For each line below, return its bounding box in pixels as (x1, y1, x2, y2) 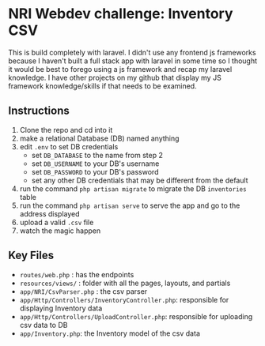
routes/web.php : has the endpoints (19, 269, 134, 279)
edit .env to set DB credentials (19, 141, 119, 151)
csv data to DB (19, 320, 68, 329)
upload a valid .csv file (19, 217, 94, 227)
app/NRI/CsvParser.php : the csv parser (19, 286, 148, 296)
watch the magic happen (19, 226, 101, 235)
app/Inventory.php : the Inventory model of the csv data (19, 329, 200, 338)
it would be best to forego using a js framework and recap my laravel (8, 64, 233, 73)
